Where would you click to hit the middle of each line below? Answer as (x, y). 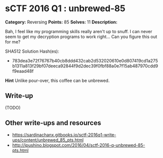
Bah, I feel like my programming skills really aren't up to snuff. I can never (79, 31)
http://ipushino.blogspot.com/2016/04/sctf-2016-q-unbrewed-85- (79, 145)
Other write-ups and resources (53, 123)
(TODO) (13, 107)
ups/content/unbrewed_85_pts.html (48, 140)
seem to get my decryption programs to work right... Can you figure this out (81, 37)
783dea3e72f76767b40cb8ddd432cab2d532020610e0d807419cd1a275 (85, 60)
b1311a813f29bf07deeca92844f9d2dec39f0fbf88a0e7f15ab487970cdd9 (85, 66)
